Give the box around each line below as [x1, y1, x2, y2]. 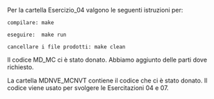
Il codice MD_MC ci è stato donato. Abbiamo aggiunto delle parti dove [7, 55, 207, 64]
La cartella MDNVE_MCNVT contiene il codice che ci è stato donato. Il [7, 76, 208, 84]
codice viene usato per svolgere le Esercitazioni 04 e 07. [7, 84, 169, 92]
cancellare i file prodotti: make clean [7, 44, 126, 51]
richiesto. [7, 63, 34, 71]
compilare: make [7, 19, 54, 26]
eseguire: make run [7, 31, 67, 38]
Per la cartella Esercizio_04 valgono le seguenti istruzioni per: [7, 6, 183, 14]
